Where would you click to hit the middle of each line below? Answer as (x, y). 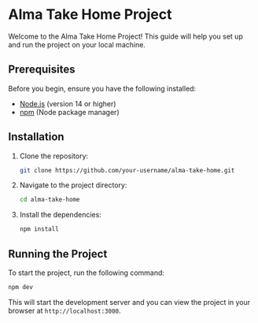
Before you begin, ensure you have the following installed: (102, 88)
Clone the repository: (54, 156)
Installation (36, 137)
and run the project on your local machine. (77, 44)
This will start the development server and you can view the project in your (129, 302)
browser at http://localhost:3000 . (64, 310)
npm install (39, 229)
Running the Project (58, 254)
